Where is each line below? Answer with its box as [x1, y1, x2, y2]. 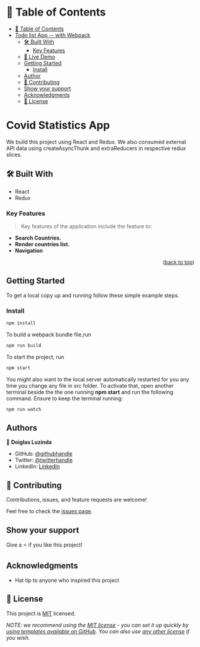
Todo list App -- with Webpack [14, 31, 91, 38]
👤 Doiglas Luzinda [6, 439, 52, 446]
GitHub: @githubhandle [14, 450, 73, 458]
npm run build [6, 342, 42, 348]
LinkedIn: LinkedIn [14, 463, 60, 470]
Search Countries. [14, 234, 61, 241]
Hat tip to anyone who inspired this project [14, 577, 119, 584]
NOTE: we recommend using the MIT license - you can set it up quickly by [6, 621, 189, 628]
